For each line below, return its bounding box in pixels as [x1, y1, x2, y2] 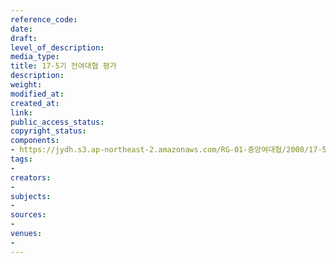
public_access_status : [10, 117, 105, 127]
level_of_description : [10, 42, 105, 53]
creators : [10, 172, 52, 183]
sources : [10, 210, 47, 220]
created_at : [10, 98, 60, 108]
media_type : [10, 52, 60, 62]
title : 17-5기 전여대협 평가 [10, 61, 117, 71]
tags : [10, 154, 33, 164]
